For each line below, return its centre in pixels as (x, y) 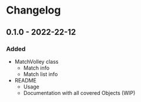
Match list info (41, 74)
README (26, 80)
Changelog (33, 10)
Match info (36, 68)
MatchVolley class (36, 61)
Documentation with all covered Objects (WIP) (79, 93)
